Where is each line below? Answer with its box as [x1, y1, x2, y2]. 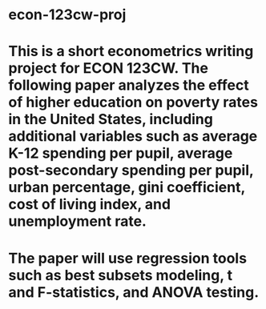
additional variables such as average [8, 127, 258, 146]
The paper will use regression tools [8, 249, 247, 267]
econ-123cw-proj [8, 6, 127, 24]
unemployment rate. [8, 212, 147, 231]
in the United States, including [8, 110, 214, 129]
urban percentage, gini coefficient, [8, 179, 246, 197]
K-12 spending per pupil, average [8, 144, 233, 163]
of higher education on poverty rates [8, 94, 259, 111]
